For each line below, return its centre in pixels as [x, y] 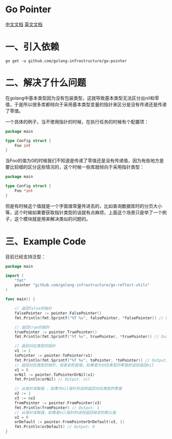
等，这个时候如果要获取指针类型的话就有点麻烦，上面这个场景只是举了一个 [84, 212]
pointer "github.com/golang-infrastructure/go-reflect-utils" [82, 285]
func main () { [20, 299]
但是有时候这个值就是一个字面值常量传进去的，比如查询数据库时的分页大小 [84, 206]
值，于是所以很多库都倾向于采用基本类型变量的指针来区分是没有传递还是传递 [86, 104]
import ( [15, 275]
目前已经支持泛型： [26, 256]
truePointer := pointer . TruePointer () [56, 332]
